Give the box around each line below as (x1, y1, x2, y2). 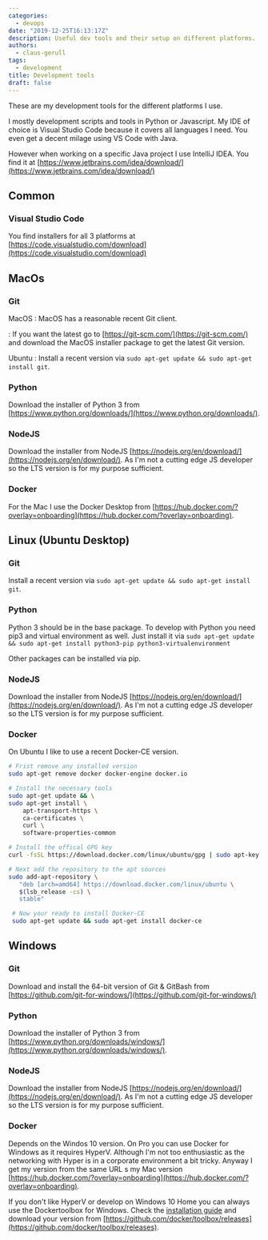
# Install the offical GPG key (8, 843, 113, 851)
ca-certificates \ (22, 814, 84, 822)
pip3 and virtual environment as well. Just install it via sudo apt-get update (8, 630, 254, 641)
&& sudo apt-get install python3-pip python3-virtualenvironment (8, 639, 230, 647)
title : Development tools (8, 71, 94, 79)
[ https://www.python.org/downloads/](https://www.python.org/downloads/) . (8, 409, 260, 418)
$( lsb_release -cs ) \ (18, 888, 91, 896)
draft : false (8, 79, 52, 87)
